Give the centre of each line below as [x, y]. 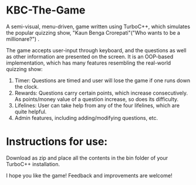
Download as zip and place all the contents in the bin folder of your [87, 158]
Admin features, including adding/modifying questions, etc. [86, 117]
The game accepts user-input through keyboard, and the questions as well [96, 50]
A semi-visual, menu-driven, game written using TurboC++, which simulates [98, 26]
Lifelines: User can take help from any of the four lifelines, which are [97, 105]
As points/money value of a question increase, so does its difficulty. [97, 99]
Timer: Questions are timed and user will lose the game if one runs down [102, 80]
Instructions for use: [57, 142]
